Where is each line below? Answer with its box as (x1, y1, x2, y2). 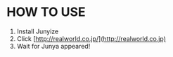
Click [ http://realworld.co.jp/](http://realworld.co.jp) (16, 34, 167, 42)
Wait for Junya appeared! (16, 42, 91, 50)
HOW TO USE (6, 4, 86, 20)
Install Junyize (16, 27, 59, 35)
